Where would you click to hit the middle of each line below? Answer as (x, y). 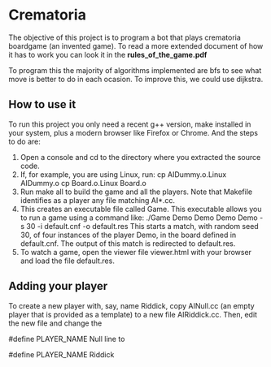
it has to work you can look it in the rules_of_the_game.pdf (108, 54)
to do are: (24, 141)
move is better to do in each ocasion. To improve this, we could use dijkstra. (136, 79)
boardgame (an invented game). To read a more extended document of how (136, 45)
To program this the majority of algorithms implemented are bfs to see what (135, 70)
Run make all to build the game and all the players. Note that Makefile (136, 192)
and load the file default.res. (68, 261)
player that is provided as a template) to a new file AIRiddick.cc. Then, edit (133, 314)
